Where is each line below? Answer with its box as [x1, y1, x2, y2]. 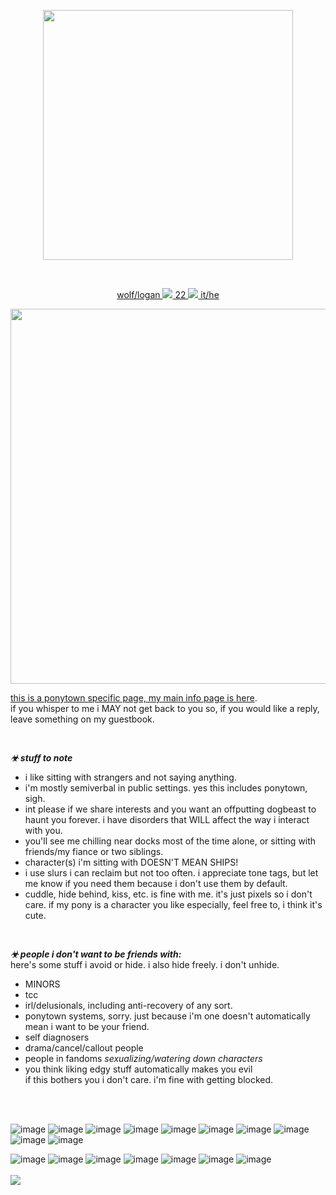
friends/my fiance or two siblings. [24, 846, 164, 857]
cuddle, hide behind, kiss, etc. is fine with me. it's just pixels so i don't [24, 888, 313, 900]
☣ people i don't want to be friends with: [10, 948, 182, 960]
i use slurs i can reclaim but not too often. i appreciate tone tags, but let [24, 867, 319, 879]
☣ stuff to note [10, 752, 73, 764]
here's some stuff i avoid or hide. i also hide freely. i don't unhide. [10, 959, 280, 970]
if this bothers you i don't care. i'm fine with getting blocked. [24, 1074, 274, 1085]
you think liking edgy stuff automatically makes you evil [24, 1063, 253, 1075]
